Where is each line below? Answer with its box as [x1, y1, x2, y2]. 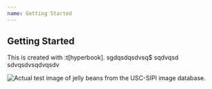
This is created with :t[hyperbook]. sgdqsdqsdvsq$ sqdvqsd [7, 53, 179, 62]
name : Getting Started [7, 10, 72, 17]
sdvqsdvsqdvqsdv [7, 61, 60, 69]
